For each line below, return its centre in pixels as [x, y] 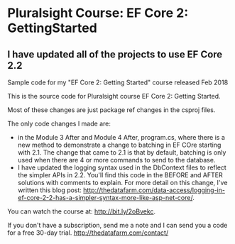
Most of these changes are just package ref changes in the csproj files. [111, 110]
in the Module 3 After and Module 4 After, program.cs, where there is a [121, 137]
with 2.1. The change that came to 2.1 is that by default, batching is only [122, 152]
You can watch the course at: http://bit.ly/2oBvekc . [82, 211]
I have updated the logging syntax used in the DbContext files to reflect [122, 167]
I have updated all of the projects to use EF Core [115, 54]
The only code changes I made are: [59, 123]
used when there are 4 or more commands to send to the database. [116, 160]
